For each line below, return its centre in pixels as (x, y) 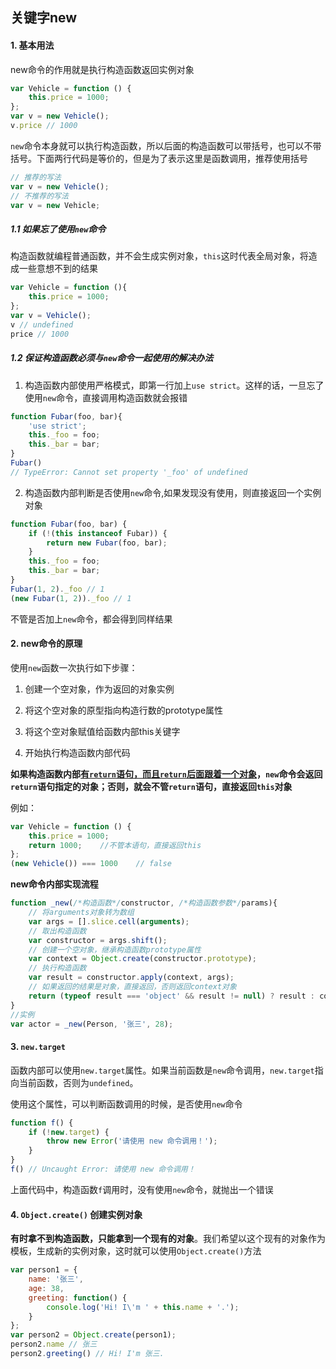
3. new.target (38, 1047)
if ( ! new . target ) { (69, 1132)
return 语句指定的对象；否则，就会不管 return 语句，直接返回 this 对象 (151, 786)
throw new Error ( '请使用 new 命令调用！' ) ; (132, 1141)
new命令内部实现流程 (54, 884)
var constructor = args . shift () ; (98, 940)
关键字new (44, 18)
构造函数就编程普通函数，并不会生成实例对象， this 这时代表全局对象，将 (159, 256)
